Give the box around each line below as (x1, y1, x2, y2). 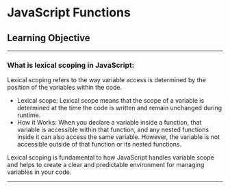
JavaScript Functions (7, 5, 131, 21)
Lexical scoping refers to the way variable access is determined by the (7, 76, 207, 84)
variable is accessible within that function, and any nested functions (16, 125, 209, 134)
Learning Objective (7, 32, 90, 44)
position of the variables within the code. (7, 84, 122, 92)
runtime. (16, 111, 41, 119)
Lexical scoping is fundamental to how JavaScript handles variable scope (7, 153, 214, 162)
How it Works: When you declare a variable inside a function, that (16, 118, 202, 127)
